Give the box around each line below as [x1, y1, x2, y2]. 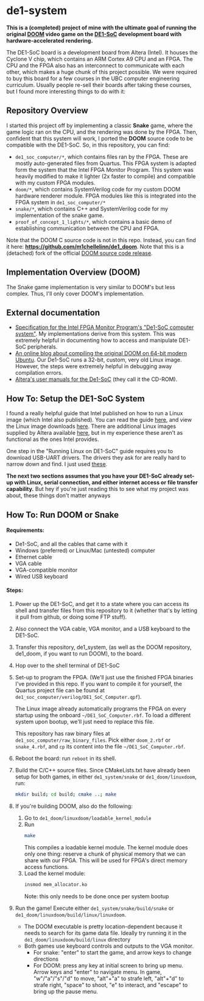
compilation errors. [15, 369, 63, 377]
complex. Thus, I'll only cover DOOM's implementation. [6, 290, 145, 297]
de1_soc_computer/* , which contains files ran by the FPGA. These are [15, 153, 188, 160]
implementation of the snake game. [15, 212, 104, 219]
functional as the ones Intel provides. [6, 435, 99, 443]
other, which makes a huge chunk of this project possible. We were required [6, 68, 197, 75]
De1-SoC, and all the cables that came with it [15, 540, 128, 547]
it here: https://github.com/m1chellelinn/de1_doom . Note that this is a [6, 243, 184, 250]
